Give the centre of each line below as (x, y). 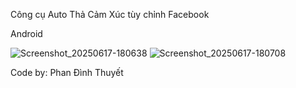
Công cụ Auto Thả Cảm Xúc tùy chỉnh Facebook (110, 14)
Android (26, 33)
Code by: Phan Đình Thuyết (67, 72)
